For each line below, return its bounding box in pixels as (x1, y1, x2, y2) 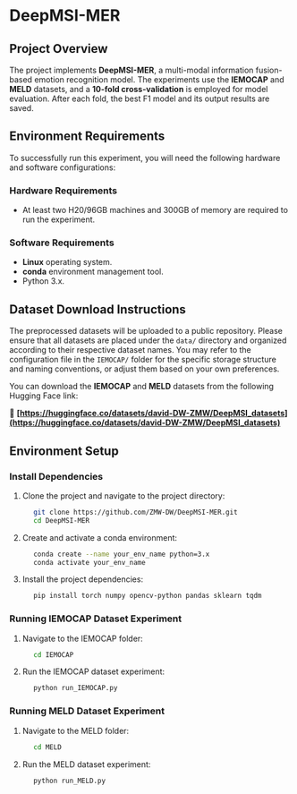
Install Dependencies (9, 470, 104, 482)
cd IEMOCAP (32, 650, 74, 659)
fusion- (255, 64, 283, 75)
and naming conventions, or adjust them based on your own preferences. (9, 363, 280, 374)
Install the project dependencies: (21, 574, 144, 585)
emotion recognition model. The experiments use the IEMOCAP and (34, 74, 284, 85)
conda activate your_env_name (32, 558, 146, 567)
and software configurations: (9, 162, 116, 173)
